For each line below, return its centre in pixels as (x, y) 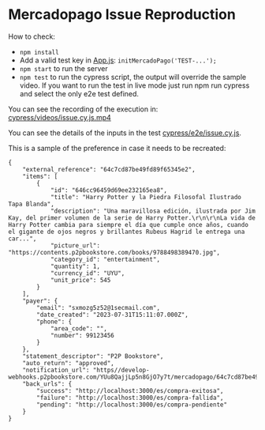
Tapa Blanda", (32, 204)
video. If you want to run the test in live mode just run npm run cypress (134, 85)
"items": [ (40, 176)
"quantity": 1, (75, 266)
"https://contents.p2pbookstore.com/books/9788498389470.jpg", (114, 252)
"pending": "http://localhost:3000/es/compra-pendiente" (132, 405)
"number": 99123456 (82, 335)
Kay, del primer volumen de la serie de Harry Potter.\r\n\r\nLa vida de (132, 218)
